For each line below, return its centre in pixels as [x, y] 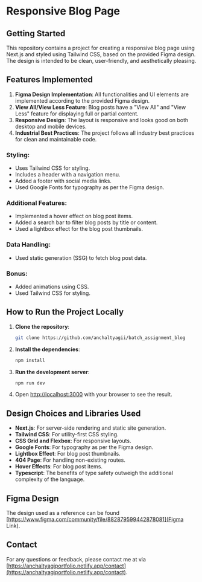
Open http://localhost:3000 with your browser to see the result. [94, 395]
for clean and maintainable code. [56, 139]
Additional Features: [37, 203]
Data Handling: [29, 245]
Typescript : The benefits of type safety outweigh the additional [94, 473]
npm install [30, 360]
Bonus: [17, 273]
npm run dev [30, 383]
